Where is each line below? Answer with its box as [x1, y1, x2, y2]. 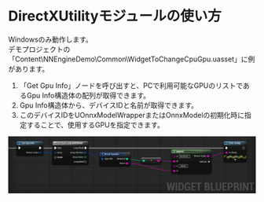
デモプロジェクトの [8, 44, 71, 53]
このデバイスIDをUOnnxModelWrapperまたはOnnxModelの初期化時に [19, 110, 245, 119]
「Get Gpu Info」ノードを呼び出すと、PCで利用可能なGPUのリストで [19, 80, 244, 90]
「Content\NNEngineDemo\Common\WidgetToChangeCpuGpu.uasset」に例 [8, 54, 255, 64]
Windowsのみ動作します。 [8, 35, 93, 44]
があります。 [8, 64, 49, 73]
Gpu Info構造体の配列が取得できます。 [26, 90, 151, 100]
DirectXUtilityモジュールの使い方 [8, 7, 222, 25]
